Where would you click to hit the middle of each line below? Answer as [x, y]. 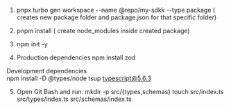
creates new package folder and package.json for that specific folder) [117, 17]
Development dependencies [47, 71]
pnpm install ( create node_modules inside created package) [103, 31]
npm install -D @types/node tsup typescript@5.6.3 [79, 78]
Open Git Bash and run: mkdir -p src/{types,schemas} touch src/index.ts [120, 92]
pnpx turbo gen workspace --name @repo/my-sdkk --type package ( [116, 10]
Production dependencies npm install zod [76, 57]
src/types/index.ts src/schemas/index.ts [74, 99]
